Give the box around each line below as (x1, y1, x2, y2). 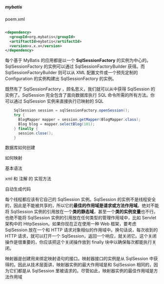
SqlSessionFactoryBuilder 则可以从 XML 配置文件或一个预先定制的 (5, 70, 138, 76)
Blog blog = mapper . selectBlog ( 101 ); (18, 122, 95, 126)
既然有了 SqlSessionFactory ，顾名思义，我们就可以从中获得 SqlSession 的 (5, 86, 155, 92)
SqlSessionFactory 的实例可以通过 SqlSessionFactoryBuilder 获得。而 (5, 63, 145, 69)
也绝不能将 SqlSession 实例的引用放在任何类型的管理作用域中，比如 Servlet (5, 215, 157, 221)
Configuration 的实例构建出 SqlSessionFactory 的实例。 (5, 76, 117, 81)
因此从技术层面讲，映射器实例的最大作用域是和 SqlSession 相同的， (18, 262, 154, 268)
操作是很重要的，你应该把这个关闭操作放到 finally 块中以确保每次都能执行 (5, 239, 152, 245)
